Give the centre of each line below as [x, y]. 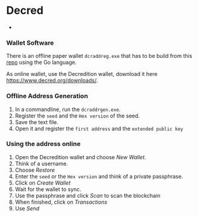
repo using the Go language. [42, 62]
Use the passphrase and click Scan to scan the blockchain [88, 195]
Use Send [27, 208]
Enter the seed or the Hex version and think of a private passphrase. [99, 176]
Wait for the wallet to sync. [48, 189]
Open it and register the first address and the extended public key [99, 128]
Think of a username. [41, 163]
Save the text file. [36, 122]
